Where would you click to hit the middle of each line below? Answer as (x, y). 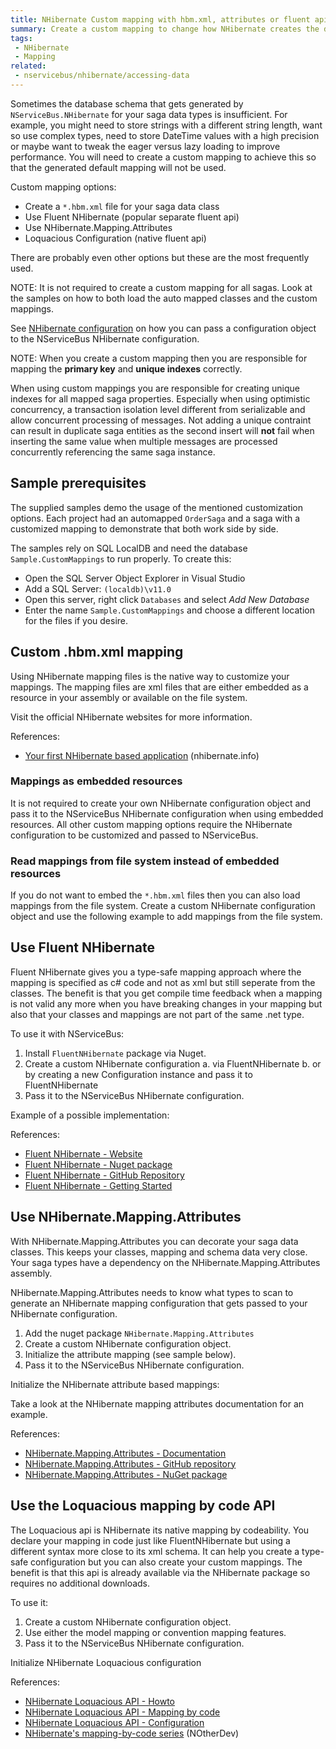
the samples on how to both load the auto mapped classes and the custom (164, 298)
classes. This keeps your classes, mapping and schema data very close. (159, 1252)
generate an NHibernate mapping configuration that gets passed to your (159, 1303)
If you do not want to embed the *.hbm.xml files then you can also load (155, 895)
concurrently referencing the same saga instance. (113, 452)
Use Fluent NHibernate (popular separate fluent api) (132, 217)
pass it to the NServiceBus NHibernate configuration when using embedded (167, 813)
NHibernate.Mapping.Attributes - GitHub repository (130, 1463)
